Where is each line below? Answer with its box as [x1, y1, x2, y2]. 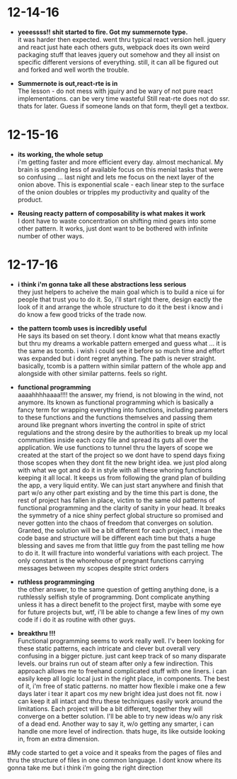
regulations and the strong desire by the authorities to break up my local [17, 428, 229, 436]
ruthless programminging [17, 578, 95, 586]
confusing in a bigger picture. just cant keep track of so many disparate [17, 651, 226, 660]
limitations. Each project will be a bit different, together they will [17, 704, 203, 713]
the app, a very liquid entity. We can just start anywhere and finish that [17, 480, 224, 490]
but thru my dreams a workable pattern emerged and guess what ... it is [17, 338, 226, 348]
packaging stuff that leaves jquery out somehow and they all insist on [17, 50, 221, 59]
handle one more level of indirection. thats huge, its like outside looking [17, 726, 225, 735]
